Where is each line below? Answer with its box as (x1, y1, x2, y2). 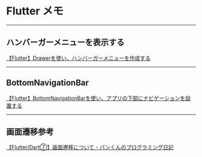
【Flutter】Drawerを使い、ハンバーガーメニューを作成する (6, 54, 151, 62)
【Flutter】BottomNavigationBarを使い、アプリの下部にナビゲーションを (6, 94, 186, 101)
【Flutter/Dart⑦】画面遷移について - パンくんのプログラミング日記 (6, 144, 174, 151)
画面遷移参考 (6, 126, 54, 137)
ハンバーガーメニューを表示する (6, 37, 125, 47)
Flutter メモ (6, 4, 64, 18)
